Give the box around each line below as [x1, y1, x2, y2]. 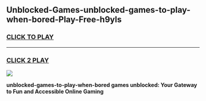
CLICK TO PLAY [6, 33, 54, 42]
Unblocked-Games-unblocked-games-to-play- [6, 5, 191, 15]
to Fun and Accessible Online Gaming [6, 88, 104, 95]
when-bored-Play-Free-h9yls [6, 15, 122, 25]
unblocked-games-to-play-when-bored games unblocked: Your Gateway [6, 81, 197, 88]
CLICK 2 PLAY [6, 56, 49, 64]
